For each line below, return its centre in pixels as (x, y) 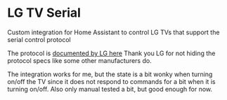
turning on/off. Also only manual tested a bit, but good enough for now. (110, 89)
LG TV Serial (44, 13)
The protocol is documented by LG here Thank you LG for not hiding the (111, 53)
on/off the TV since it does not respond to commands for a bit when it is (111, 81)
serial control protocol (39, 39)
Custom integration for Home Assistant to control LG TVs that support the (113, 32)
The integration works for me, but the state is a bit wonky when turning (110, 74)
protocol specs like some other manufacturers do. (80, 60)
